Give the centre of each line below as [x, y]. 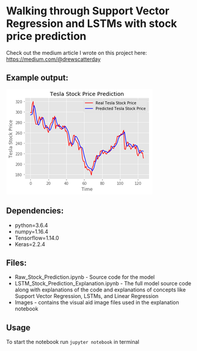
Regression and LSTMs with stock [92, 24]
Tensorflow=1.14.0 [37, 238]
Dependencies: [35, 211]
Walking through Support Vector [88, 11]
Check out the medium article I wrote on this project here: [77, 52]
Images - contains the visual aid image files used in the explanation [97, 303]
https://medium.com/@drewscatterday [53, 59]
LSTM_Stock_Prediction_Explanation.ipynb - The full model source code [103, 284]
